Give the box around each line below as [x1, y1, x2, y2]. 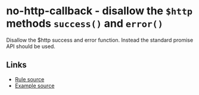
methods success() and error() [6, 17, 163, 30]
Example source [14, 82, 55, 89]
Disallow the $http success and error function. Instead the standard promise [6, 36, 194, 43]
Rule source [14, 75, 45, 83]
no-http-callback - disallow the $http [6, 4, 192, 18]
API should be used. [6, 43, 55, 50]
